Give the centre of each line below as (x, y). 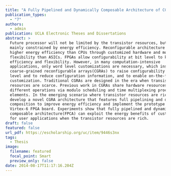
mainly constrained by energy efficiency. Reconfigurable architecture (88, 48)
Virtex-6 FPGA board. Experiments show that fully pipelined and (81, 109)
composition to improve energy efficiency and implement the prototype (88, 104)
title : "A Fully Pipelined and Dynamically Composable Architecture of (83, 10)
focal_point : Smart (31, 156)
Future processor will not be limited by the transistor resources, (84, 43)
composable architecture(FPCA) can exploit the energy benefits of (83, 114)
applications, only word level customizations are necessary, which (84, 66)
